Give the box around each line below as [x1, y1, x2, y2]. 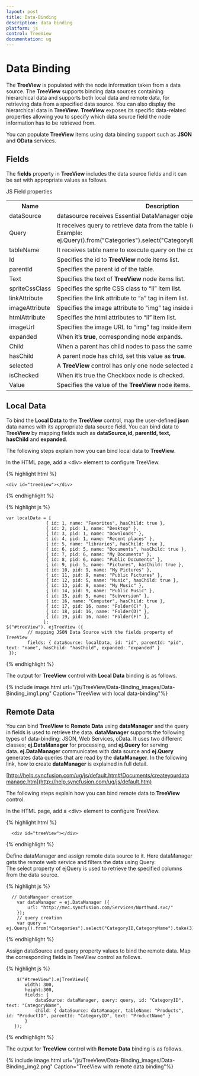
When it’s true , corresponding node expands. [56, 332, 183, 341]
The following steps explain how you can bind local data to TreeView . [6, 447, 176, 454]
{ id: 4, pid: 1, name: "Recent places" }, [46, 535, 155, 542]
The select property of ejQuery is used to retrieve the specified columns [6, 865, 182, 872]
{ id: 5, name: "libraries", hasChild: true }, [46, 541, 166, 547]
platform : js [6, 25, 38, 31]
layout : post [6, 8, 38, 15]
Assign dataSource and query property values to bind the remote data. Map [6, 947, 191, 954]
